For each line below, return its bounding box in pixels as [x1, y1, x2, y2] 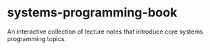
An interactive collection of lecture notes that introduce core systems [7, 27, 203, 36]
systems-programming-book [7, 5, 178, 21]
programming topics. [7, 34, 67, 42]
